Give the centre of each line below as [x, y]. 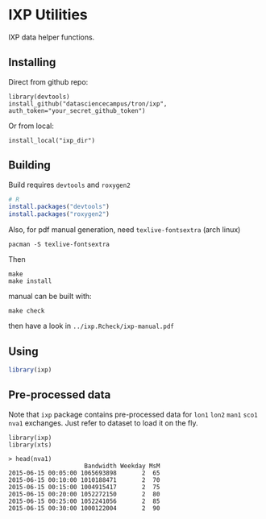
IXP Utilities [48, 15]
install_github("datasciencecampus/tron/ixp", [88, 104]
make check [27, 311]
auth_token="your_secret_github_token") [77, 110]
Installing [32, 62]
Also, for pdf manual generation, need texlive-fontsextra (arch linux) [125, 230]
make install [30, 281]
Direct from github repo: [48, 81]
